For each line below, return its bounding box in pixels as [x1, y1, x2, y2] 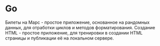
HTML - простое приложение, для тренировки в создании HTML [5, 30, 143, 36]
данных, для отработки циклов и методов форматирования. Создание [5, 24, 156, 30]
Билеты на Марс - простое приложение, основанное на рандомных [5, 19, 150, 25]
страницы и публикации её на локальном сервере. [5, 35, 114, 41]
